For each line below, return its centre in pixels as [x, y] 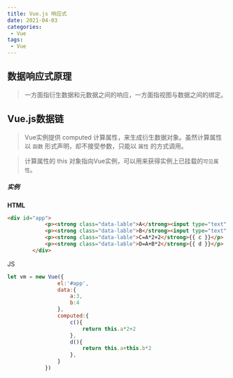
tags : [15, 40]
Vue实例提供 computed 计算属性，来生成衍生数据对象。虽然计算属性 [123, 137]
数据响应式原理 [40, 77]
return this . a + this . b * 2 [117, 349]
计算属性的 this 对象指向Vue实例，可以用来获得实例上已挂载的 [114, 161]
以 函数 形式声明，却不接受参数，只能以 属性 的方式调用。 [106, 146]
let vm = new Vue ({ [36, 277]
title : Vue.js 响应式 [37, 14]
